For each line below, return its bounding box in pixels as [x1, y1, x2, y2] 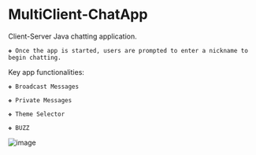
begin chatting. [8, 54, 61, 61]
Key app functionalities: [8, 67, 85, 76]
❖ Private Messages [8, 96, 72, 104]
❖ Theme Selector [8, 110, 65, 118]
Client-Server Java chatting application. [8, 31, 137, 41]
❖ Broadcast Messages [8, 83, 80, 90]
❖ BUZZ [8, 124, 30, 131]
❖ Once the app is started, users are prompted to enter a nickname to [8, 46, 248, 54]
